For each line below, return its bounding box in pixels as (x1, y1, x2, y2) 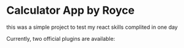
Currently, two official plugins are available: (6, 35, 116, 42)
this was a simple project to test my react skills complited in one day (6, 23, 178, 31)
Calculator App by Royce (6, 4, 135, 17)
